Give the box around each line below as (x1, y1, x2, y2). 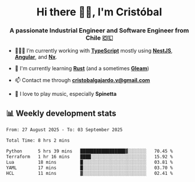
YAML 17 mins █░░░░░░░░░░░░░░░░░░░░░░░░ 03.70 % (6, 165, 173, 171)
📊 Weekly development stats (6, 108, 116, 118)
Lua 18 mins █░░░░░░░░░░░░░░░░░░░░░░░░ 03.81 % (6, 159, 173, 165)
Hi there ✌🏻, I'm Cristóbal (36, 5, 162, 19)
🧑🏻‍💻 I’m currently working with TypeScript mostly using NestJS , (14, 47, 173, 54)
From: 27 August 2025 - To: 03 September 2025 (6, 127, 123, 133)
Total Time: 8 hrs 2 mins (6, 138, 70, 144)
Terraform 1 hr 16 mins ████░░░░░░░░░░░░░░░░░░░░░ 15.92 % (6, 154, 173, 160)
